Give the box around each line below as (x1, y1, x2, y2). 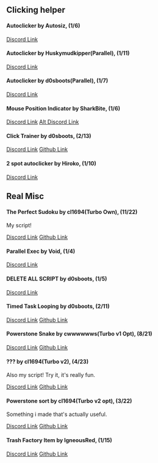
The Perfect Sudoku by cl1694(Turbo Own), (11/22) (6, 208, 138, 216)
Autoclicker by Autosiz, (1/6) (6, 21, 81, 29)
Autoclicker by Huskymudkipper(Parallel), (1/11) (6, 49, 130, 57)
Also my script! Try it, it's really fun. (6, 371, 96, 379)
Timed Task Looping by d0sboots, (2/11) (6, 302, 110, 310)
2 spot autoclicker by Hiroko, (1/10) (6, 160, 96, 167)
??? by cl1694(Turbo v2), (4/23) (6, 357, 89, 365)
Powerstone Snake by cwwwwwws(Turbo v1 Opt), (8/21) (6, 330, 153, 338)
